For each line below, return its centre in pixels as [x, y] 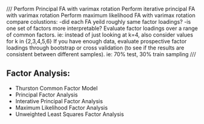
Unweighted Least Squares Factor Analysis [70, 114]
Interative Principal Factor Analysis [59, 101]
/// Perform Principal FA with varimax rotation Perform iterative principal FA [101, 9]
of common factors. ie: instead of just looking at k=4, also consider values [100, 35]
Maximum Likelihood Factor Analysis [62, 108]
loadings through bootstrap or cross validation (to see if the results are [96, 48]
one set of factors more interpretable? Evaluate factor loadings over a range [102, 28]
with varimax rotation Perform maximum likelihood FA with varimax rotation [101, 15]
